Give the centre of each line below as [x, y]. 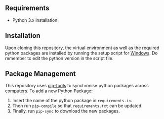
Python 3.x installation [35, 20]
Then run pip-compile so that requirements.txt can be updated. [77, 106]
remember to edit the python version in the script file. [59, 58]
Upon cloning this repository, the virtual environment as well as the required [82, 48]
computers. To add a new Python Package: [49, 91]
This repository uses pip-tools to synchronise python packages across [77, 86]
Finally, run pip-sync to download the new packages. [66, 111]
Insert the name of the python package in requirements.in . [72, 101]
